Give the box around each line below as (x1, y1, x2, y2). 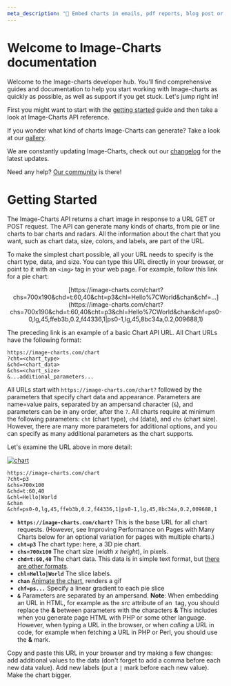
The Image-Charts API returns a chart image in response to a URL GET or (7, 215, 215, 223)
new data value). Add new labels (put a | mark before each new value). (7, 663, 209, 671)
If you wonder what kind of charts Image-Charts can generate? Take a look (7, 126, 221, 135)
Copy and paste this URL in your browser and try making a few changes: (7, 649, 213, 657)
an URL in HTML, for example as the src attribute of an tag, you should (17, 598, 219, 607)
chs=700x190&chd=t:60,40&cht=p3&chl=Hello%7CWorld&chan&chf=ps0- (10, 307, 222, 316)
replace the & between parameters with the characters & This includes (17, 606, 218, 614)
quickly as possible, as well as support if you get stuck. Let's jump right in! (7, 92, 219, 100)
